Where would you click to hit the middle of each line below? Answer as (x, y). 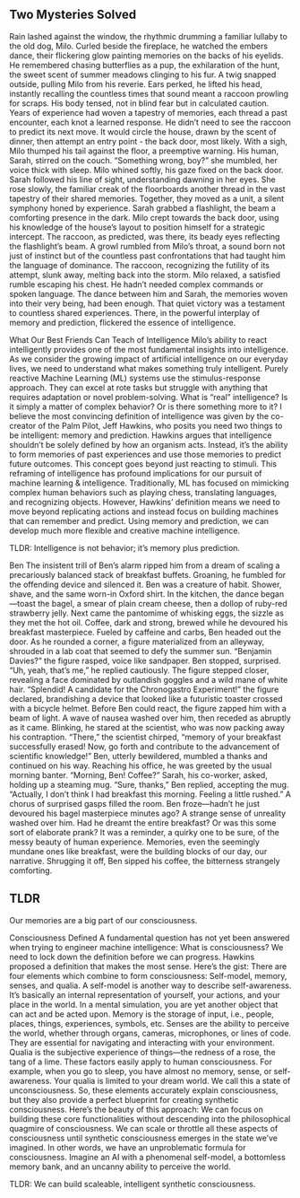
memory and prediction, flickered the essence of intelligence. (123, 322)
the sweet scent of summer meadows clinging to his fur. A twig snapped (143, 74)
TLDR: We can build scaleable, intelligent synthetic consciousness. (133, 1184)
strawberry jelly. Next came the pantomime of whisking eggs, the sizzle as (147, 613)
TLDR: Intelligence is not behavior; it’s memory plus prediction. (124, 547)
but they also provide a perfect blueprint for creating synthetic (124, 1099)
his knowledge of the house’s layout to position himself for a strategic (137, 227)
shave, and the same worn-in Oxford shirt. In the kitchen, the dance (134, 594)
